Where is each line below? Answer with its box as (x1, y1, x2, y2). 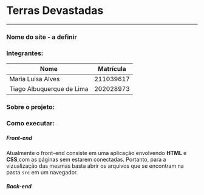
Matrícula (98, 65, 126, 73)
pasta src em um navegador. (6, 168, 78, 176)
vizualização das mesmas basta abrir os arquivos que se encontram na (6, 162, 184, 170)
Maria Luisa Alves (9, 75, 60, 84)
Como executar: (6, 119, 55, 127)
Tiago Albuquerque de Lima (9, 85, 89, 93)
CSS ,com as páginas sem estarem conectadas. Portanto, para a (6, 156, 166, 163)
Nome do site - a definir (6, 33, 77, 41)
